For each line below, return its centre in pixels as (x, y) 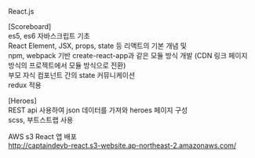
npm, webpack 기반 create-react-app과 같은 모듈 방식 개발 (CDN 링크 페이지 (128, 55)
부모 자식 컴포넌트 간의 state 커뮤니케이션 (72, 75)
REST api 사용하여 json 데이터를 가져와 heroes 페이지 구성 (98, 110)
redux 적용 (25, 85)
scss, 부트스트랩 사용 (41, 120)
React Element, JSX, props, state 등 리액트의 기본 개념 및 (97, 46)
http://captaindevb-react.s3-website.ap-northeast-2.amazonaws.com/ (122, 145)
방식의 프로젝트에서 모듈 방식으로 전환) (67, 65)
